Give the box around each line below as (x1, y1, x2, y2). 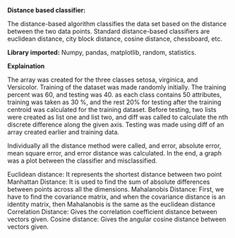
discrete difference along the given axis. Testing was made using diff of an (7, 120, 224, 129)
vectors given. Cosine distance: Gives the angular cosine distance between (7, 215, 227, 223)
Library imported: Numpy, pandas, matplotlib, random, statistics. (7, 49, 197, 56)
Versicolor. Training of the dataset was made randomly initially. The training (7, 83, 227, 91)
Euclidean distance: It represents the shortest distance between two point (7, 170, 222, 178)
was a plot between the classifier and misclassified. (7, 156, 157, 165)
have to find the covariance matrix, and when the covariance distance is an (7, 193, 226, 201)
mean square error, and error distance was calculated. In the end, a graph (7, 149, 222, 157)
